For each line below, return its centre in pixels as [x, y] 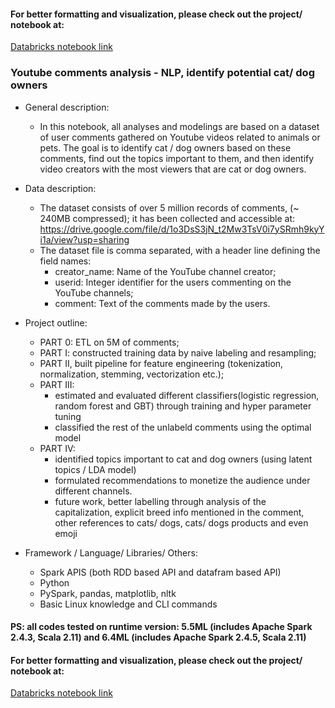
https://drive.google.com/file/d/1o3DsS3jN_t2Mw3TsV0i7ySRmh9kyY [182, 229]
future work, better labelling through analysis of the [160, 501]
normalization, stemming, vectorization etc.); [132, 374]
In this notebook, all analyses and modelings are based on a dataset [179, 126]
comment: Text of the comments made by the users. [162, 303]
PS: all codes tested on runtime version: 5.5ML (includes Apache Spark [161, 627]
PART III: [57, 384]
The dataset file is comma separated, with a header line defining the [180, 250]
